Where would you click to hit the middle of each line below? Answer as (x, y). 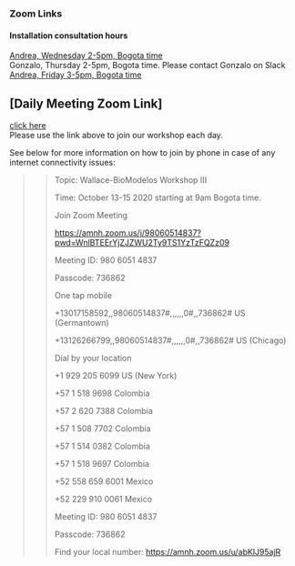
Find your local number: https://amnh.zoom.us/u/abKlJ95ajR (168, 551)
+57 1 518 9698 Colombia (102, 393)
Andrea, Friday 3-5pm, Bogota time (76, 75)
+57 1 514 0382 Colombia (102, 446)
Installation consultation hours (69, 35)
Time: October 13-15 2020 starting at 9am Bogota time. (158, 197)
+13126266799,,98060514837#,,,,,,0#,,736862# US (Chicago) (170, 340)
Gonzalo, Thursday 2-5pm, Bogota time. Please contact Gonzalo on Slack (147, 66)
